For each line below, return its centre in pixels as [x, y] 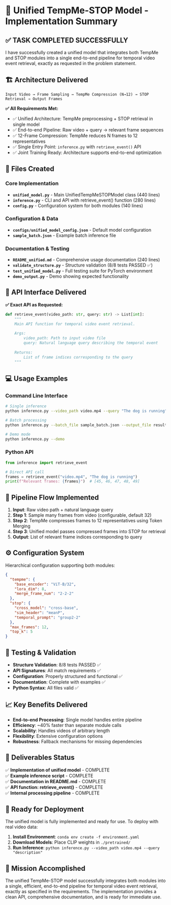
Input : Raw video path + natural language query [63, 510]
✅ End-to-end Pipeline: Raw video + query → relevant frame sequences [88, 129]
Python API [20, 452]
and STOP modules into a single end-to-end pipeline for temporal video [80, 58]
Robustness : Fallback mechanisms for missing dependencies [77, 741]
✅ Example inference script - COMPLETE [49, 776]
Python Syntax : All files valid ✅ [46, 688]
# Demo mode [18, 434]
